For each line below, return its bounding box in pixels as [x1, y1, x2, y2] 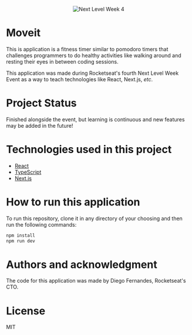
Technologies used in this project [6, 143, 172, 156]
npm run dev [6, 238, 35, 244]
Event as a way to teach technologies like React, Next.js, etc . [6, 75, 153, 82]
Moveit [6, 26, 41, 39]
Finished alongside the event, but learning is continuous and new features [6, 115, 185, 123]
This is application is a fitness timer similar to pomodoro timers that [6, 45, 169, 52]
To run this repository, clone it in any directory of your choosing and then [6, 215, 183, 222]
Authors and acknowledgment [6, 258, 157, 271]
